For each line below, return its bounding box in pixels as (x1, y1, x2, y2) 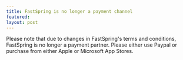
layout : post (6, 19, 38, 25)
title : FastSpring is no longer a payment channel (6, 8, 133, 15)
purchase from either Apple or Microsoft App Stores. (6, 48, 134, 55)
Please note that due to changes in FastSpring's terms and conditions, (6, 36, 177, 43)
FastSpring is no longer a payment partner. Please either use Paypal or (6, 41, 178, 48)
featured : (6, 14, 31, 20)
